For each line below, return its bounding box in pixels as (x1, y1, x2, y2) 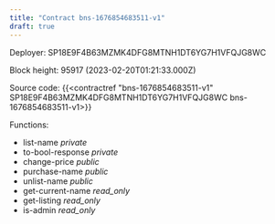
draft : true (9, 22, 55, 31)
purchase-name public (22, 166, 109, 177)
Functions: (9, 119, 49, 130)
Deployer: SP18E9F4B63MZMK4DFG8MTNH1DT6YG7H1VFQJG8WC (9, 46, 267, 57)
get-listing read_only (22, 195, 100, 206)
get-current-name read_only (22, 185, 131, 196)
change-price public (22, 156, 100, 167)
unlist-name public (22, 175, 94, 187)
